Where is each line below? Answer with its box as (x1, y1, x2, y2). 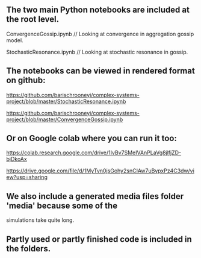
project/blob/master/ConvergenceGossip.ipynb (6, 116, 123, 123)
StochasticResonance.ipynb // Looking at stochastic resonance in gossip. (6, 48, 188, 55)
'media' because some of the (6, 200, 118, 210)
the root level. (6, 14, 60, 25)
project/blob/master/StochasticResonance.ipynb (6, 98, 126, 105)
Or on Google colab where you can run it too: (6, 133, 178, 143)
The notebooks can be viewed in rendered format (6, 66, 196, 76)
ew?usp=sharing (6, 174, 48, 181)
